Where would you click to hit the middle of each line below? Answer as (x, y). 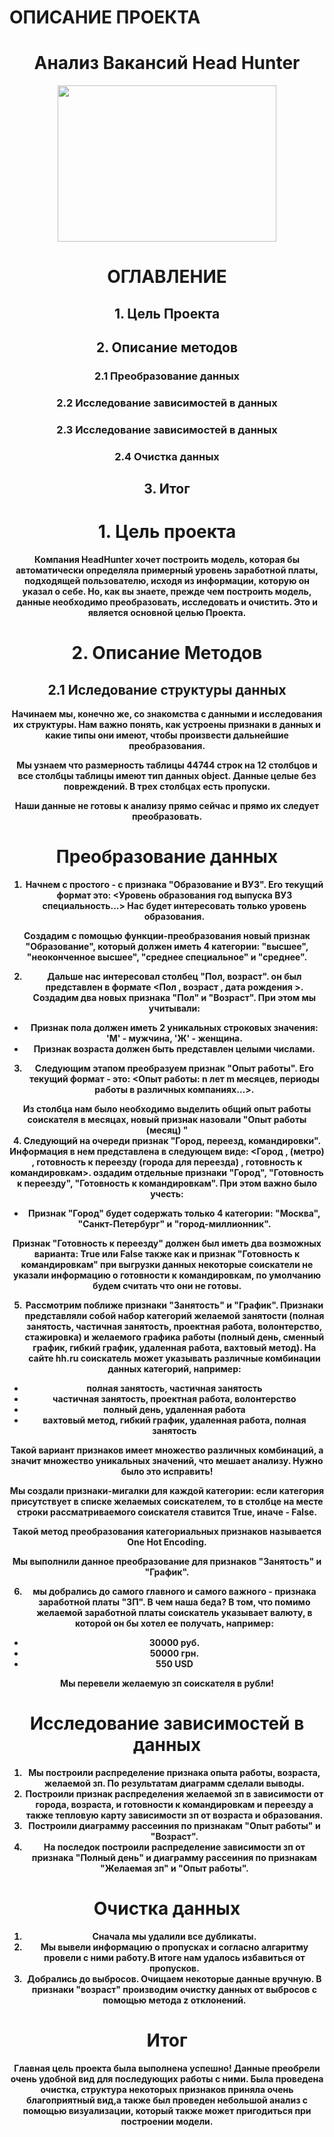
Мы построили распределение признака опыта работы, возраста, (174, 1772)
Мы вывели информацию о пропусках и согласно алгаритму (174, 1947)
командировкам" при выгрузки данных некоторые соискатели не (167, 1265)
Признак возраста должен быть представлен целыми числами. (174, 1049)
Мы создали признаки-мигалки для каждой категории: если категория (167, 1491)
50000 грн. (174, 1653)
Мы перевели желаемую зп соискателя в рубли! (167, 1683)
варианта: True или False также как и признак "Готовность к (167, 1254)
